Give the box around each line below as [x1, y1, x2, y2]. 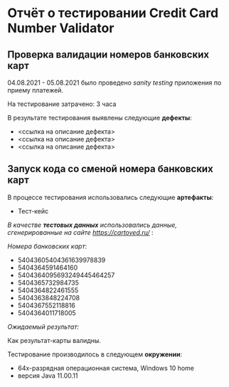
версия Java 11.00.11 [17, 371, 78, 380]
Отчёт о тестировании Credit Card [7, 5, 219, 21]
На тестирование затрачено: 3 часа [7, 100, 117, 108]
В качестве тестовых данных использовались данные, [7, 221, 178, 229]
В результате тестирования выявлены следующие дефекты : [7, 114, 192, 122]
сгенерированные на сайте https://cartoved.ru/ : [7, 228, 154, 236]
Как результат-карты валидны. [7, 336, 102, 344]
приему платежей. [7, 86, 64, 94]
